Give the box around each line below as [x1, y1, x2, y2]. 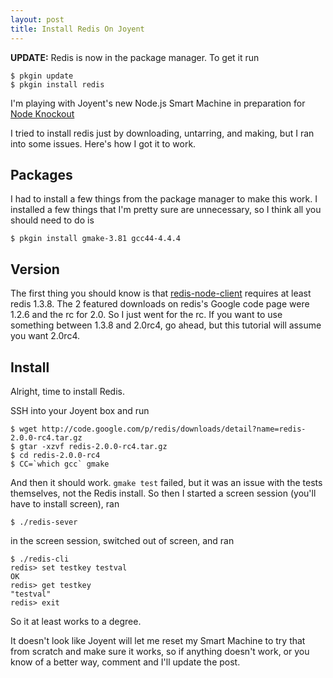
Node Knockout [10, 107, 75, 120]
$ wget [10, 424, 38, 434]
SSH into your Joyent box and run [10, 404, 150, 416]
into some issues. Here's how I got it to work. [10, 137, 197, 150]
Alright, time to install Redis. [10, 385, 126, 397]
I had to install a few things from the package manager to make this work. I [10, 193, 318, 205]
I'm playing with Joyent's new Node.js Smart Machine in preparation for [10, 97, 306, 109]
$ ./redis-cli [10, 554, 70, 564]
